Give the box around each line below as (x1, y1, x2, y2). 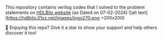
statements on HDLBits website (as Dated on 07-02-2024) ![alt (5, 9, 137, 15)
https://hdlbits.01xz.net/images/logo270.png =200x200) (7, 15, 125, 20)
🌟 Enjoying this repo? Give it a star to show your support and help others (5, 24, 157, 30)
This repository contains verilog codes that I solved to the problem (5, 4, 145, 10)
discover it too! (5, 30, 37, 35)
